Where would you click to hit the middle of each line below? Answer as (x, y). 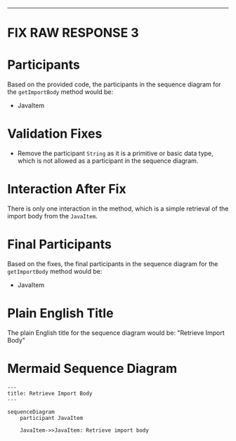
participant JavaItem (51, 418)
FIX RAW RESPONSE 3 (73, 33)
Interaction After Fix (67, 189)
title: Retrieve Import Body (50, 393)
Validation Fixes (55, 134)
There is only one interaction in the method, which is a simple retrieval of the (118, 209)
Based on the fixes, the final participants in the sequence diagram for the (113, 263)
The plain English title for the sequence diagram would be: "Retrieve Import (116, 333)
